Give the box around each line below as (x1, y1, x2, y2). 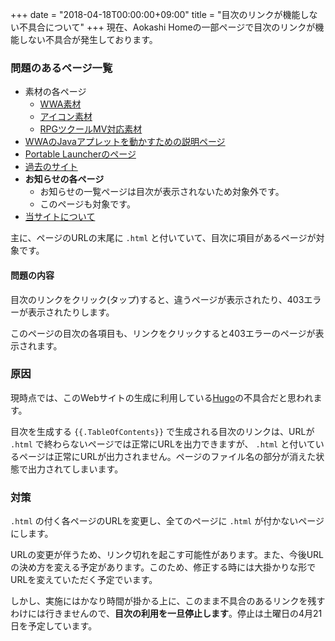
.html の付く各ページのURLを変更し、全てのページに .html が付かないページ (10, 515, 325, 527)
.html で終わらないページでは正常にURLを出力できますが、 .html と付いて (10, 438, 316, 450)
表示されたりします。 (27, 306, 115, 318)
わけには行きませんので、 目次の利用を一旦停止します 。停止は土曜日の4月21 (10, 608, 323, 620)
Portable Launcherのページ (24, 148, 137, 160)
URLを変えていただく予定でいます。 (10, 574, 158, 586)
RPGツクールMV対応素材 (39, 123, 143, 135)
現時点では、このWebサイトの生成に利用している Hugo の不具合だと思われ (10, 391, 314, 403)
